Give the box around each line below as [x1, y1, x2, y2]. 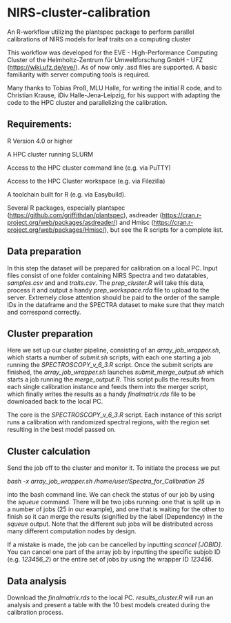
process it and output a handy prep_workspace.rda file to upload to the [7, 286, 210, 294]
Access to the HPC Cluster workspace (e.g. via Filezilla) [7, 177, 165, 185]
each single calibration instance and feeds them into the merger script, [7, 383, 208, 391]
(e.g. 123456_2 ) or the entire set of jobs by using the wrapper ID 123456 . [7, 555, 214, 564]
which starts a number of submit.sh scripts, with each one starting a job [7, 353, 212, 362]
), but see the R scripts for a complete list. [104, 226, 223, 234]
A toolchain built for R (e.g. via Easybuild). [7, 190, 126, 198]
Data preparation [7, 246, 81, 257]
